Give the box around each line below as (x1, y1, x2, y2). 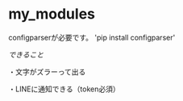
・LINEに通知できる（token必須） (8, 84, 120, 94)
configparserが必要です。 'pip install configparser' (8, 32, 176, 42)
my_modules (8, 5, 95, 23)
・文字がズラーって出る (8, 66, 86, 77)
